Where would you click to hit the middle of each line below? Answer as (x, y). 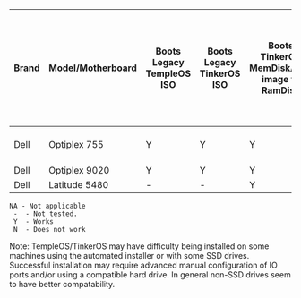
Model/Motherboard (93, 68)
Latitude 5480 (79, 185)
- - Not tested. (45, 214)
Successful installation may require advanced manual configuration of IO (143, 265)
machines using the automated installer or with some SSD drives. (129, 255)
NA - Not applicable (48, 206)
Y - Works (33, 222)
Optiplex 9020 (79, 170)
